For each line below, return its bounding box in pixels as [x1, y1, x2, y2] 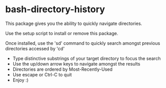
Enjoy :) [12, 77, 29, 83]
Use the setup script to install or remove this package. [5, 30, 118, 36]
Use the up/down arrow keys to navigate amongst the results [12, 61, 141, 67]
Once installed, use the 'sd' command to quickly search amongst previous [5, 40, 160, 46]
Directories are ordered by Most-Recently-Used [12, 66, 113, 72]
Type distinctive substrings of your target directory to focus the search [12, 55, 161, 62]
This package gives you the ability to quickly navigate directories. [5, 20, 142, 26]
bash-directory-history [5, 4, 105, 15]
